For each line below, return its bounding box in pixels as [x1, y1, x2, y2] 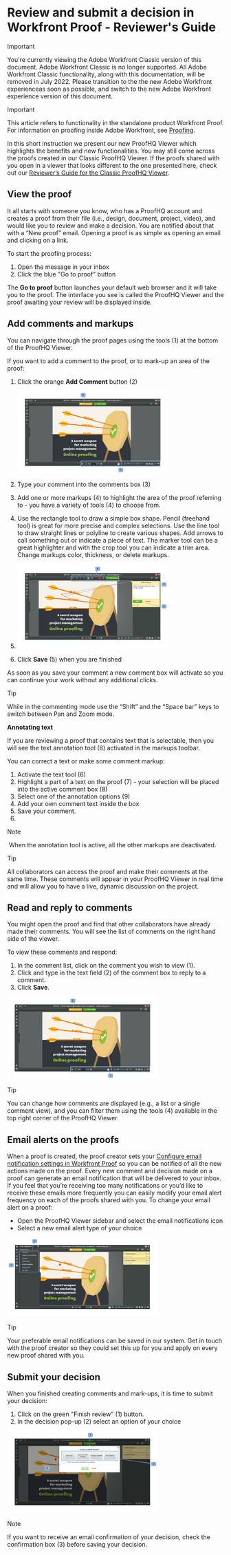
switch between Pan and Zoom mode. [7, 710, 115, 718]
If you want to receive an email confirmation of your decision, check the [7, 1533, 211, 1541]
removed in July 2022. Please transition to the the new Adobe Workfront [7, 77, 212, 85]
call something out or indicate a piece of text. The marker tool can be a [16, 536, 219, 544]
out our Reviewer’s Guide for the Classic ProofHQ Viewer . [7, 168, 170, 177]
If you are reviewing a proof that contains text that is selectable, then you [7, 736, 214, 744]
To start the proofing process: [7, 249, 91, 257]
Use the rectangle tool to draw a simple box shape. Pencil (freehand [16, 514, 210, 522]
